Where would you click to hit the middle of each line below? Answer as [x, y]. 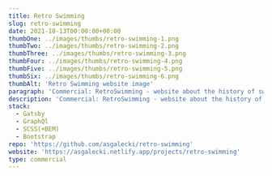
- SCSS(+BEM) [38, 129]
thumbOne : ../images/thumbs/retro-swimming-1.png [94, 39]
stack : [19, 106]
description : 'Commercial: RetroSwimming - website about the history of [136, 99]
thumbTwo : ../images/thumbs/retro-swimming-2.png [94, 46]
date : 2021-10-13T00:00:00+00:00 [65, 31]
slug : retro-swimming [45, 24]
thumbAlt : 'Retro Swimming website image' [81, 84]
